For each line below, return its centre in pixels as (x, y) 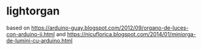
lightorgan (33, 11)
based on (18, 28)
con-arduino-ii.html (31, 34)
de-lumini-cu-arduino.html (40, 40)
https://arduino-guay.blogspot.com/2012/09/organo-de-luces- (110, 28)
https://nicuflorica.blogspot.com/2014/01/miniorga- (132, 34)
